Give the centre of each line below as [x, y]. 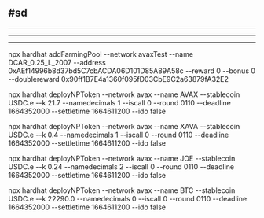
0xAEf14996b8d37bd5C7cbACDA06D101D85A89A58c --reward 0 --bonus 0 [132, 71]
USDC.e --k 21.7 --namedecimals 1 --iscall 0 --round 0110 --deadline [120, 102]
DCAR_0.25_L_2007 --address [57, 62]
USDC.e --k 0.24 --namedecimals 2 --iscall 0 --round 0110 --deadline [121, 166]
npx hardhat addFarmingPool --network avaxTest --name [101, 54]
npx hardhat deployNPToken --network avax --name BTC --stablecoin [122, 190]
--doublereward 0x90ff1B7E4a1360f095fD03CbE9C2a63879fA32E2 [119, 79]
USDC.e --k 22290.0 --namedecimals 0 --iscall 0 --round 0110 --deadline [128, 198]
